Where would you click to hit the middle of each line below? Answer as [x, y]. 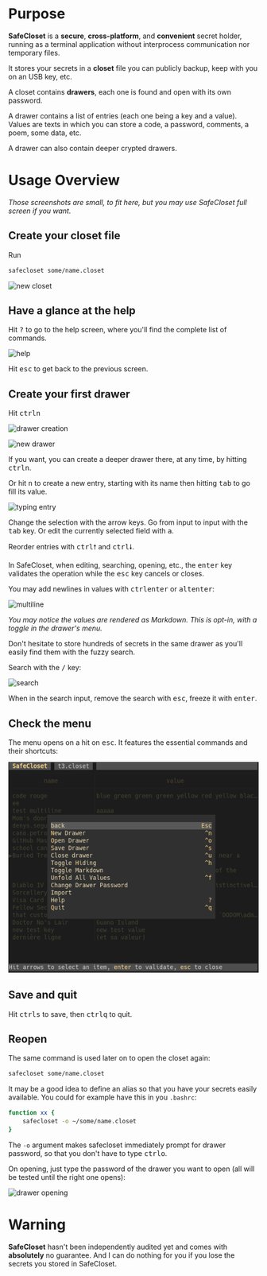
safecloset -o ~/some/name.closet [79, 1122]
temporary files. [34, 52]
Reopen [28, 1039]
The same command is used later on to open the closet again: [109, 1058]
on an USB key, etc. [41, 76]
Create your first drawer [69, 394]
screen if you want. [40, 211]
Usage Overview [64, 180]
